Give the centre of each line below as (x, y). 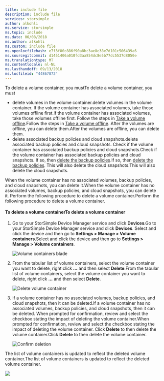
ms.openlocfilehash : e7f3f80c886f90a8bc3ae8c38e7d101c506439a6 (71, 51)
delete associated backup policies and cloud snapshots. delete (75, 139)
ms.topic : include (24, 32)
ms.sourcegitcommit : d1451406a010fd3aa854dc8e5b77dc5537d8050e (71, 55)
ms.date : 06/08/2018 (26, 37)
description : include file (33, 14)
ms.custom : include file (30, 46)
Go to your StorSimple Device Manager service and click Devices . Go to (84, 223)
